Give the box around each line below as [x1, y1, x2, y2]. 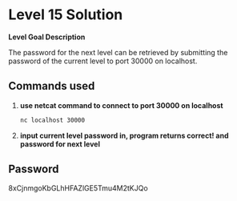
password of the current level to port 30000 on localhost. [8, 56, 198, 66]
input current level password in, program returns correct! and [19, 131, 229, 140]
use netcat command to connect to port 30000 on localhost [19, 100, 223, 110]
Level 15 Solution [8, 6, 123, 24]
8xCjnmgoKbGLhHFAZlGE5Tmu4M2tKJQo [8, 183, 148, 193]
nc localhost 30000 [19, 116, 86, 124]
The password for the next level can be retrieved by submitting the [8, 47, 228, 57]
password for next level [19, 139, 100, 149]
